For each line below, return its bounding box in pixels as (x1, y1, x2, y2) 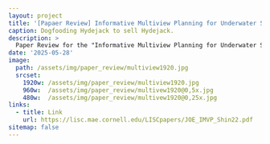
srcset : (15, 71, 42, 79)
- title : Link (15, 109, 63, 117)
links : (8, 101, 31, 109)
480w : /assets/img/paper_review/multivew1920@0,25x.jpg (22, 94, 218, 102)
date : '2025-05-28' (8, 49, 74, 57)
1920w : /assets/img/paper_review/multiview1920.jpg (22, 78, 199, 86)
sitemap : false (8, 123, 59, 131)
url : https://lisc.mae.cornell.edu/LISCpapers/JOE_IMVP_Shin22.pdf (22, 116, 253, 124)
